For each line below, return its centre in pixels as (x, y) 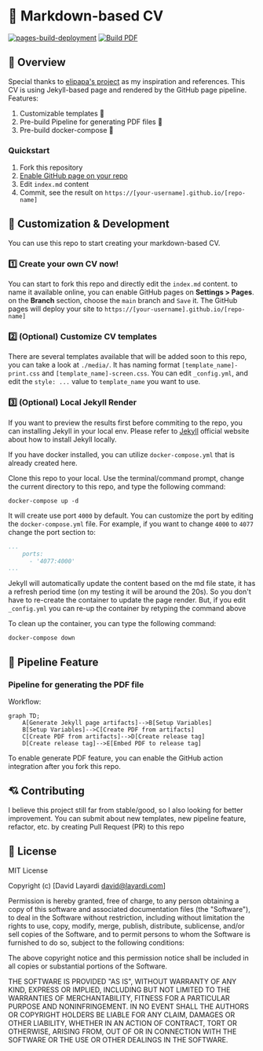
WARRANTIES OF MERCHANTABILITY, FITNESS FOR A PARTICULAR (119, 998)
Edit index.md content (54, 185)
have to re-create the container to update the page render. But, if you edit (127, 600)
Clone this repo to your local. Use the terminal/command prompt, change (126, 478)
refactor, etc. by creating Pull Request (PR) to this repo (96, 826)
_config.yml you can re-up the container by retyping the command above (127, 609)
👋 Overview (37, 62)
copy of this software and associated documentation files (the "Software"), (130, 909)
